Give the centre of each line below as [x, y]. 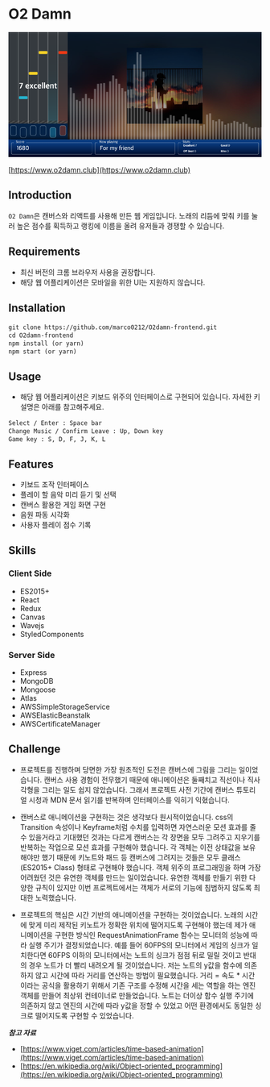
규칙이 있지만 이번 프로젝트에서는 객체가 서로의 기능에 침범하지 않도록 [143, 887]
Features [31, 464]
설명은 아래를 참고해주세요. [62, 407]
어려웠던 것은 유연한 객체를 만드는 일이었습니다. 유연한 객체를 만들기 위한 [133, 877]
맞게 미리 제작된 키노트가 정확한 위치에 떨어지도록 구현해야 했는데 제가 [138, 925]
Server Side [32, 655]
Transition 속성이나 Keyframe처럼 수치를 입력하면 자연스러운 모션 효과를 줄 [138, 827]
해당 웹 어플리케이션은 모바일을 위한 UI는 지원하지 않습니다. [112, 282]
